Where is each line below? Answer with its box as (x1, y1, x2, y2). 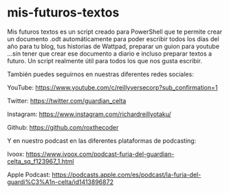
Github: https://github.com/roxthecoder (7, 123, 119, 131)
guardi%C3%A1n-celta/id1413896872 (7, 177, 113, 186)
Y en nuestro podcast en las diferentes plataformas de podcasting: (7, 136, 197, 145)
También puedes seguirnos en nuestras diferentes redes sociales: (7, 70, 194, 78)
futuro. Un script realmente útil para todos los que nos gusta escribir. (7, 56, 203, 65)
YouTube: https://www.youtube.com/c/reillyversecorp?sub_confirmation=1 (7, 83, 218, 91)
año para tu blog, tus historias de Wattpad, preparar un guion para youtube (7, 42, 220, 50)
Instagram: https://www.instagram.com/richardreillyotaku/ (7, 110, 172, 118)
